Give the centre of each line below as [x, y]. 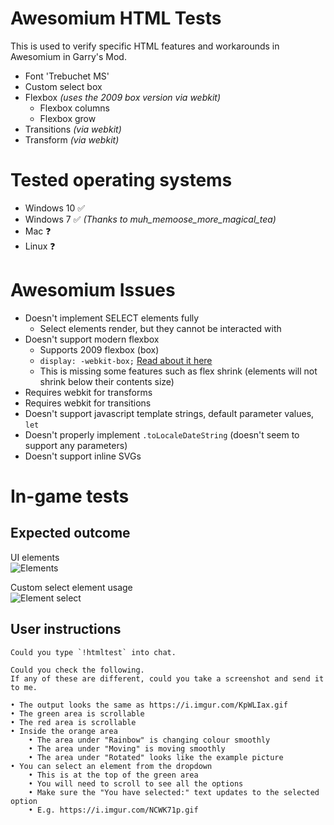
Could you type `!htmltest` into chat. [93, 652]
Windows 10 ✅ [55, 208]
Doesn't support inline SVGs [83, 456]
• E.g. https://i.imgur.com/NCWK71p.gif [113, 810]
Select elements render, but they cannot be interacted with [160, 328]
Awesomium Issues [93, 290]
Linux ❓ [40, 246]
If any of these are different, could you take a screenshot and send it [167, 678]
